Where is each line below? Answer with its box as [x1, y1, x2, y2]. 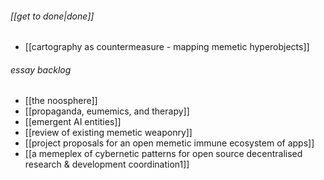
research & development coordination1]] [24, 158, 190, 171]
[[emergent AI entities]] [24, 116, 122, 128]
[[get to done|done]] [10, 10, 95, 22]
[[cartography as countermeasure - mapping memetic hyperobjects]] [24, 41, 310, 53]
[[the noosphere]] [24, 95, 98, 107]
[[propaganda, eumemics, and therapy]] [24, 105, 190, 117]
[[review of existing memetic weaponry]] [24, 127, 193, 139]
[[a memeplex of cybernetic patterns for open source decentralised [24, 148, 303, 160]
